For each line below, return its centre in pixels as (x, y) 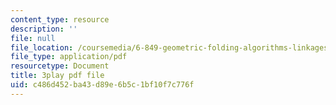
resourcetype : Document (60, 66)
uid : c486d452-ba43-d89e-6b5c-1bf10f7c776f (102, 85)
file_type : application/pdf (69, 57)
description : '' (44, 29)
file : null (33, 38)
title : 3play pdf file (57, 76)
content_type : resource (60, 19)
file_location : (42, 47)
